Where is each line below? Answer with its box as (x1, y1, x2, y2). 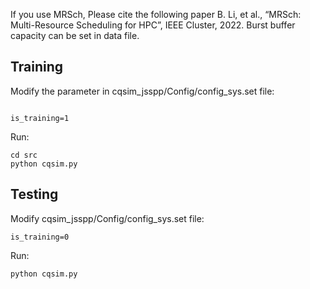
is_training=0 (10, 232, 70, 242)
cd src (10, 150, 38, 160)
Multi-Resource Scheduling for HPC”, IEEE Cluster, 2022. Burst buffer (10, 19, 296, 31)
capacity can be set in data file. (10, 30, 140, 41)
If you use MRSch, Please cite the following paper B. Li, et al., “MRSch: (10, 9, 302, 20)
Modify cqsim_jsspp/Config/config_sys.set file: (10, 212, 205, 224)
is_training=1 (10, 113, 70, 123)
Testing (10, 186, 59, 203)
